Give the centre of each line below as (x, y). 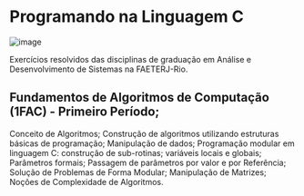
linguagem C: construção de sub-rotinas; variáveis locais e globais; (136, 152)
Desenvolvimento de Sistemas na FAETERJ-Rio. (99, 69)
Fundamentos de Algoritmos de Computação (140, 98)
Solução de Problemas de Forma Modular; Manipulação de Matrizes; (138, 172)
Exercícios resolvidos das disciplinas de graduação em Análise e (131, 59)
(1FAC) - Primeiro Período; (85, 112)
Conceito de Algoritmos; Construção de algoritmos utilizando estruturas (144, 133)
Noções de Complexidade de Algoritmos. (86, 181)
